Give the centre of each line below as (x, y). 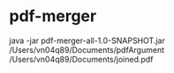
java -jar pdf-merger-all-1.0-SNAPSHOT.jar (87, 40)
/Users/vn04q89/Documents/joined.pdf (81, 59)
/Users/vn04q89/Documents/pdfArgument (87, 49)
